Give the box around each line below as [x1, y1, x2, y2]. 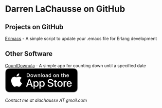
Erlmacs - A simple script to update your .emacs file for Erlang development [5, 36, 157, 41]
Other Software [5, 50, 53, 58]
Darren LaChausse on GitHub [5, 3, 126, 15]
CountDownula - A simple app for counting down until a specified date [5, 62, 146, 69]
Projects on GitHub [5, 23, 64, 31]
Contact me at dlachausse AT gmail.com [5, 97, 87, 103]
